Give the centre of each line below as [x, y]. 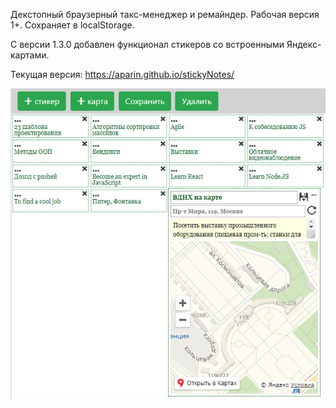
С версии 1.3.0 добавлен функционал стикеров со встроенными [147, 44]
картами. [30, 55]
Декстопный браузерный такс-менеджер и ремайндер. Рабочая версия [165, 14]
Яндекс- [304, 44]
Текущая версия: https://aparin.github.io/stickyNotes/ [122, 74]
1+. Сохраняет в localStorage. [72, 25]
